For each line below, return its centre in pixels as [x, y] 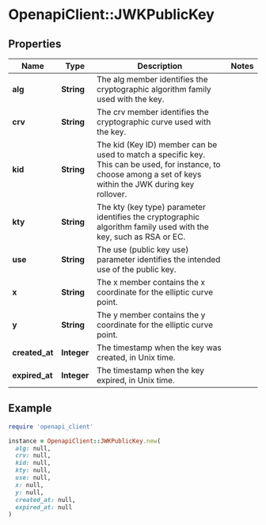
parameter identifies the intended [158, 259]
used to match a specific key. [151, 154]
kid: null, [33, 463]
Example [30, 408]
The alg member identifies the [152, 79]
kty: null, [33, 470]
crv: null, [33, 456]
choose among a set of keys [149, 174]
